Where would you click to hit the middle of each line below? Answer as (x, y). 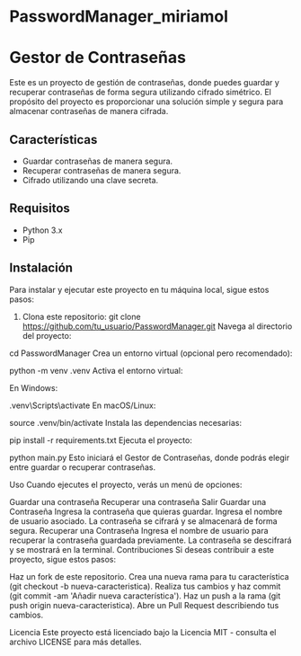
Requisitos (40, 208)
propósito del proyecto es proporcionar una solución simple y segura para (146, 102)
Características (53, 140)
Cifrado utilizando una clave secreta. (90, 180)
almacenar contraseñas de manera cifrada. (89, 111)
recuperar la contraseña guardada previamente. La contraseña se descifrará (150, 540)
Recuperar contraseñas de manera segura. (102, 170)
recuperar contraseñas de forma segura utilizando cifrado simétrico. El (140, 93)
